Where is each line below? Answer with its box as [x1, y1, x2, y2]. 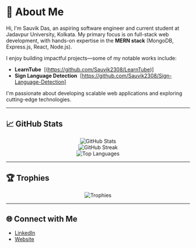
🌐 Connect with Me [6, 213, 78, 224]
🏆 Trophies [6, 173, 50, 183]
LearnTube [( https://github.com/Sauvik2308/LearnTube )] [14, 66, 154, 73]
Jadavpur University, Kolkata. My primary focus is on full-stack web [6, 30, 169, 37]
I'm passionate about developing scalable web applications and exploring [6, 89, 183, 97]
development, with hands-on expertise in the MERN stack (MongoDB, [6, 37, 174, 44]
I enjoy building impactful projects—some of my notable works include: [6, 54, 177, 61]
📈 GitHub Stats [6, 119, 63, 129]
